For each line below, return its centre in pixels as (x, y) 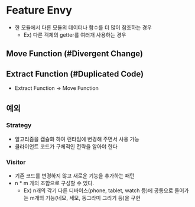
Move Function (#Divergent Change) (75, 54)
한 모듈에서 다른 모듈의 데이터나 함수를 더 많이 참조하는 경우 (83, 27)
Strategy (19, 125)
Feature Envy (39, 10)
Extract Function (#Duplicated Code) (75, 74)
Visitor (16, 162)
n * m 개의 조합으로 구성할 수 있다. (54, 183)
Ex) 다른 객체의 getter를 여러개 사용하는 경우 (75, 35)
